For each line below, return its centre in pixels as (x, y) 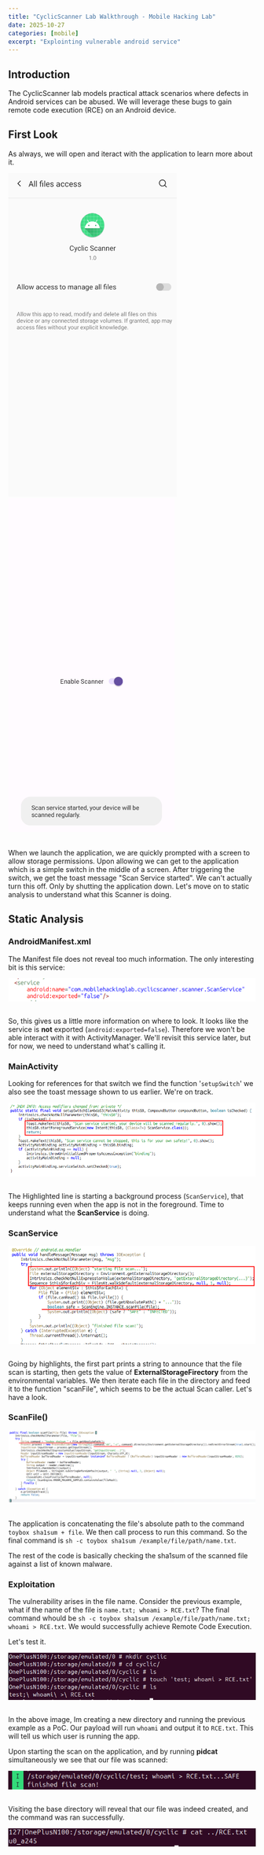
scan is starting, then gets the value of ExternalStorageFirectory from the (128, 1372)
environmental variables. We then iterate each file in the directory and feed (129, 1380)
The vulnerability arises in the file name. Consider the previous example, (125, 1602)
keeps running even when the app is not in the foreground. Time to (116, 1205)
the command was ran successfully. (66, 1817)
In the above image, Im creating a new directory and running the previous (127, 1720)
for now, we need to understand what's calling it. (87, 1046)
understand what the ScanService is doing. (79, 1213)
